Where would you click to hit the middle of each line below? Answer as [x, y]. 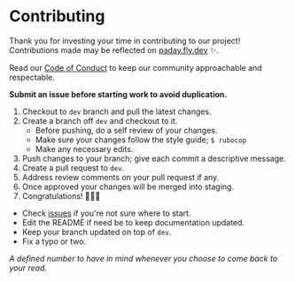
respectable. [32, 77]
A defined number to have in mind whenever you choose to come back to [144, 258]
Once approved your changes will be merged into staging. [128, 187]
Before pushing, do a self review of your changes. [126, 130]
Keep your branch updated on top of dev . [97, 232]
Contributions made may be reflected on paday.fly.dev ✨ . [114, 50]
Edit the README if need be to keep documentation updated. [133, 222]
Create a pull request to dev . [73, 168]
